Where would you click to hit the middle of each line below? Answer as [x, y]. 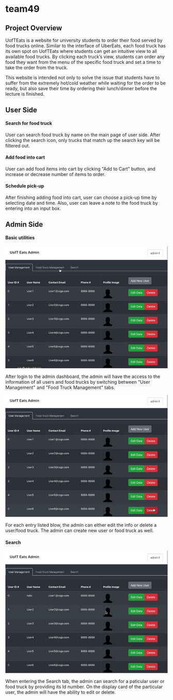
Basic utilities [20, 238]
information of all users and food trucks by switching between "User [78, 382]
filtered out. [18, 146]
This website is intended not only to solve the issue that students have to [82, 77]
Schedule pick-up [25, 186]
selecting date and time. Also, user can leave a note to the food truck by [82, 203]
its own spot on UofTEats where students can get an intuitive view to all [81, 51]
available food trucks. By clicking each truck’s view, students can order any [85, 57]
